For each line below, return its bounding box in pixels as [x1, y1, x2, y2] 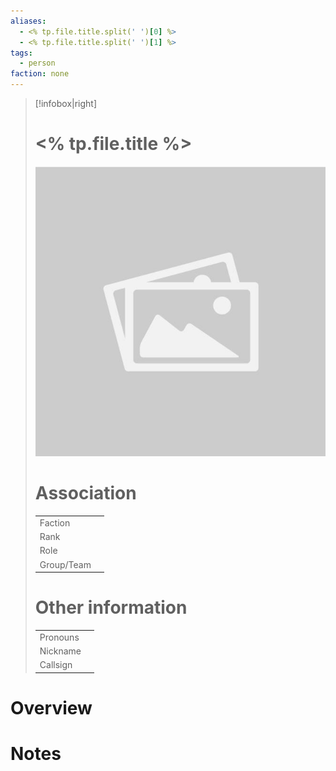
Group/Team [39, 558, 92, 570]
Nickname [39, 645, 82, 657]
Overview [10, 696, 93, 719]
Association [34, 482, 137, 505]
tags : [10, 48, 33, 58]
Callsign [39, 659, 73, 671]
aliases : [10, 16, 47, 26]
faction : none [10, 69, 70, 79]
